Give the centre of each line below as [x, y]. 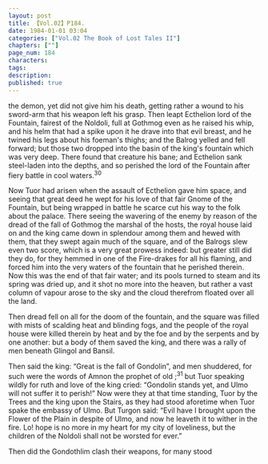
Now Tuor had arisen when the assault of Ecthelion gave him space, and [127, 191]
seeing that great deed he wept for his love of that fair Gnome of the [121, 199]
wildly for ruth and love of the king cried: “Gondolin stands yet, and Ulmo [128, 385]
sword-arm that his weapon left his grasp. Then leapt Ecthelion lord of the [130, 114]
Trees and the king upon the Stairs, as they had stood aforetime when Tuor [132, 401]
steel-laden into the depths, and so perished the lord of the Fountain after [129, 165]
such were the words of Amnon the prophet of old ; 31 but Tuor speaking [126, 375]
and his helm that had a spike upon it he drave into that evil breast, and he [130, 131]
